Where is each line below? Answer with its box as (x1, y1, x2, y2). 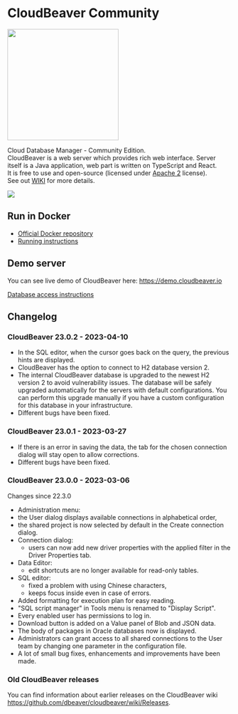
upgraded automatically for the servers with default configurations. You (17, 386, 227, 394)
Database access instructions (7, 290, 94, 298)
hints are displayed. (17, 356, 75, 364)
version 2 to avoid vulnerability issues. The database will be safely (17, 379, 212, 387)
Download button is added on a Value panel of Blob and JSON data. (17, 619, 217, 627)
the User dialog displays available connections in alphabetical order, (17, 513, 217, 521)
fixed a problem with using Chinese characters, (28, 581, 167, 589)
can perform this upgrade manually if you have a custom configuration (17, 394, 225, 402)
